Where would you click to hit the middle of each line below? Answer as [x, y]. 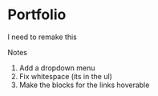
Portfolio [37, 15]
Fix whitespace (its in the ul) [66, 76]
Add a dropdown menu [57, 68]
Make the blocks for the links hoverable [84, 85]
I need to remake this [43, 37]
